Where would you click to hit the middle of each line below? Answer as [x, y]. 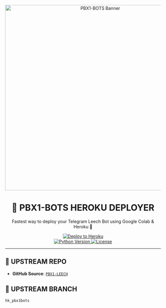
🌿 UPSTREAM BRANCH [41, 289]
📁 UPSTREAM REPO [36, 262]
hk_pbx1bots [17, 301]
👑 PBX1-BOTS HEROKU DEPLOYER [83, 208]
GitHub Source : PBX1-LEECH [40, 273]
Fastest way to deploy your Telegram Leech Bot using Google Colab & [83, 221]
